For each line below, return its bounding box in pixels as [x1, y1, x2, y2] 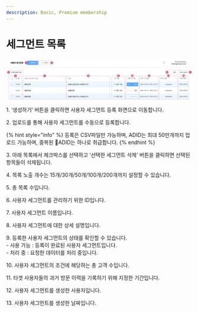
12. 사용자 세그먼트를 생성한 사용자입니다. [6, 287, 102, 294]
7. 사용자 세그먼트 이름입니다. [6, 209, 73, 216]
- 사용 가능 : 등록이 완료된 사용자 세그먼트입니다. [6, 242, 117, 249]
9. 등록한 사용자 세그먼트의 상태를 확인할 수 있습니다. [6, 234, 128, 242]
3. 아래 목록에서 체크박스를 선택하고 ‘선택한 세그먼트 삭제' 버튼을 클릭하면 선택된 [6, 152, 190, 159]
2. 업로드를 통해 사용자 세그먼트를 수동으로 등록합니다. [6, 119, 131, 126]
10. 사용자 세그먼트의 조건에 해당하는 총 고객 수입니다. [6, 262, 130, 269]
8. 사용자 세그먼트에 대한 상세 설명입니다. [6, 222, 101, 229]
